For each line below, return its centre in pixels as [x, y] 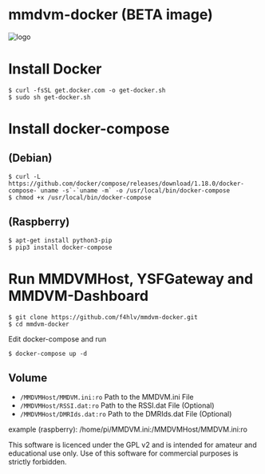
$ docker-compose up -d [48, 354]
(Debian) [30, 158]
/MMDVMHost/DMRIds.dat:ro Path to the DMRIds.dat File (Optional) [126, 414]
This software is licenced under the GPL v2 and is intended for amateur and [132, 445]
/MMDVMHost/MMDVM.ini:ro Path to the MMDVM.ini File [107, 397]
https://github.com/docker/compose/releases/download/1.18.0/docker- [127, 184]
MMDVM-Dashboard [79, 296]
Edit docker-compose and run [57, 339]
